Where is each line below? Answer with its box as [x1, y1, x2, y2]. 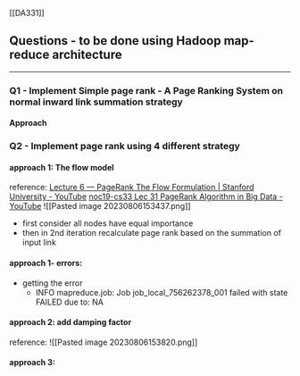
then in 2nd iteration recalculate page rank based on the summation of [21, 228, 281, 238]
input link [21, 237, 56, 248]
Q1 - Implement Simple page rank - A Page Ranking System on [9, 84, 284, 96]
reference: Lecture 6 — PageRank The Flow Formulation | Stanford [9, 182, 254, 193]
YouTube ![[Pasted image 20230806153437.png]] [9, 201, 191, 212]
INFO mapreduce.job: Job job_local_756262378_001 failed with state [35, 287, 288, 297]
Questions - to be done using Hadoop [9, 33, 221, 48]
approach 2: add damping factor [9, 317, 132, 328]
